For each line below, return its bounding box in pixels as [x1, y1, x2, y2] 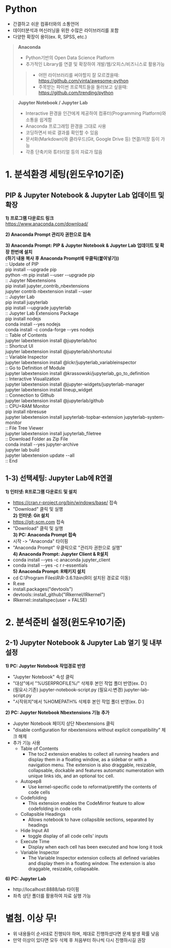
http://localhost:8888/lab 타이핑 [12, 886, 80, 892]
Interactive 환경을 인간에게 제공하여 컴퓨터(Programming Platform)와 [25, 110, 166, 116]
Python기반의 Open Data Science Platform [25, 55, 115, 61]
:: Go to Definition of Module [5, 365, 65, 371]
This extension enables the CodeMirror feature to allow [28, 800, 145, 806]
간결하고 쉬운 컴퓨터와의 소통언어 [12, 21, 79, 27]
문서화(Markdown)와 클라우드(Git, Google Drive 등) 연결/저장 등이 [25, 136, 160, 142]
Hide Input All [20, 827, 49, 833]
